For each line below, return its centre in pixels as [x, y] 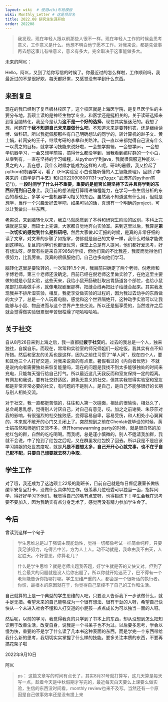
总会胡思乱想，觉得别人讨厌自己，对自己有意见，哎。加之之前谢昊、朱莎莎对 [84, 409]
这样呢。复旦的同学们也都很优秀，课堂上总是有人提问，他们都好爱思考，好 [86, 245]
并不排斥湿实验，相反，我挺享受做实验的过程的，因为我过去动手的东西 [86, 293]
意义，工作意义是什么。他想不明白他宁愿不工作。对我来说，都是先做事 [90, 45]
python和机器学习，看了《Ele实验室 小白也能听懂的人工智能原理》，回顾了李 [83, 172]
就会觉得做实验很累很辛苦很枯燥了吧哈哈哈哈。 [53, 312]
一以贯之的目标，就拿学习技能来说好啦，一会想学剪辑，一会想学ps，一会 [80, 147]
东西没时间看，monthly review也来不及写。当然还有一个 [97, 688]
